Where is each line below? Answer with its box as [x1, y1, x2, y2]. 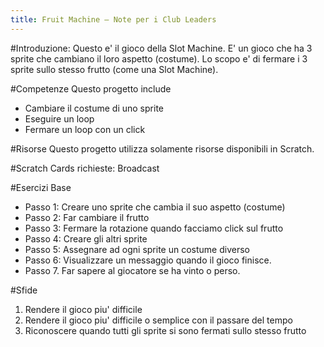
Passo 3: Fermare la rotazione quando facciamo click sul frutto [24, 222, 284, 234]
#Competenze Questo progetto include [10, 82, 172, 95]
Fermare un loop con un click [24, 123, 146, 135]
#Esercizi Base [10, 181, 72, 193]
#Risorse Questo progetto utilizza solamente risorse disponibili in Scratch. [10, 142, 315, 155]
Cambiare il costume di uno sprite [24, 102, 164, 114]
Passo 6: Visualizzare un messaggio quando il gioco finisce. [24, 254, 272, 266]
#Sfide [10, 284, 38, 296]
